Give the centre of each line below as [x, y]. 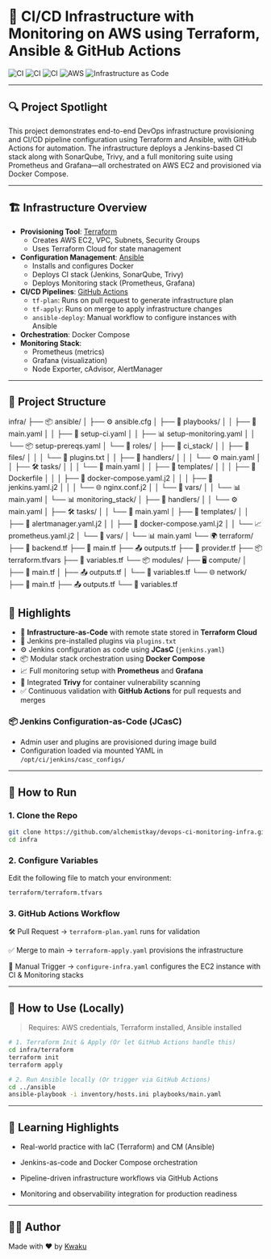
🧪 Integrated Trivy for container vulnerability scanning [110, 682]
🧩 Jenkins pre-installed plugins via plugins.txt [98, 641]
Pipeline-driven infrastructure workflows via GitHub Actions [119, 1178]
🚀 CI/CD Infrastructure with [101, 17]
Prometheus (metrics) [68, 352]
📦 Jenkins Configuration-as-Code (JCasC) [95, 721]
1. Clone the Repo [43, 815]
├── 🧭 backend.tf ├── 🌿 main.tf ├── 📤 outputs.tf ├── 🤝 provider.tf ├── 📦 [135, 548]
